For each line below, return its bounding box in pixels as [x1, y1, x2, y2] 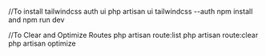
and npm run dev [8, 15, 65, 24]
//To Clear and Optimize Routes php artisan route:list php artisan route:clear [8, 31, 259, 39]
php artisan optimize [8, 39, 76, 48]
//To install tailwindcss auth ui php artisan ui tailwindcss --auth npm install [8, 7, 253, 16]
